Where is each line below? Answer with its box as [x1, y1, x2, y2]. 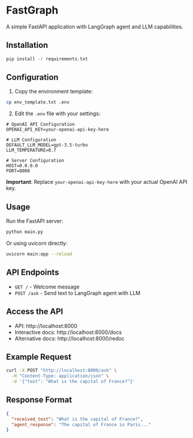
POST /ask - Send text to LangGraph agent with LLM [14, 289, 141, 296]
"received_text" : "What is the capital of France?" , [11, 416, 144, 422]
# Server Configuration [6, 158, 65, 164]
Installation [6, 40, 48, 50]
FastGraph [6, 4, 59, 17]
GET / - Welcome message [14, 283, 80, 290]
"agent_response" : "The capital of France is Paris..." [11, 421, 151, 427]
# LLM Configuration [6, 137, 57, 143]
